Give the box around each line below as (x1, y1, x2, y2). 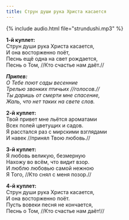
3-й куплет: (6, 146, 37, 153)
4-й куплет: (6, 182, 37, 189)
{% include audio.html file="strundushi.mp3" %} (6, 25, 124, 32)
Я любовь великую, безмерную (6, 152, 86, 159)
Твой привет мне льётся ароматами (6, 116, 97, 123)
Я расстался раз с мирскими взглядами (6, 128, 107, 135)
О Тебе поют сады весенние (6, 79, 78, 86)
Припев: (6, 73, 28, 80)
